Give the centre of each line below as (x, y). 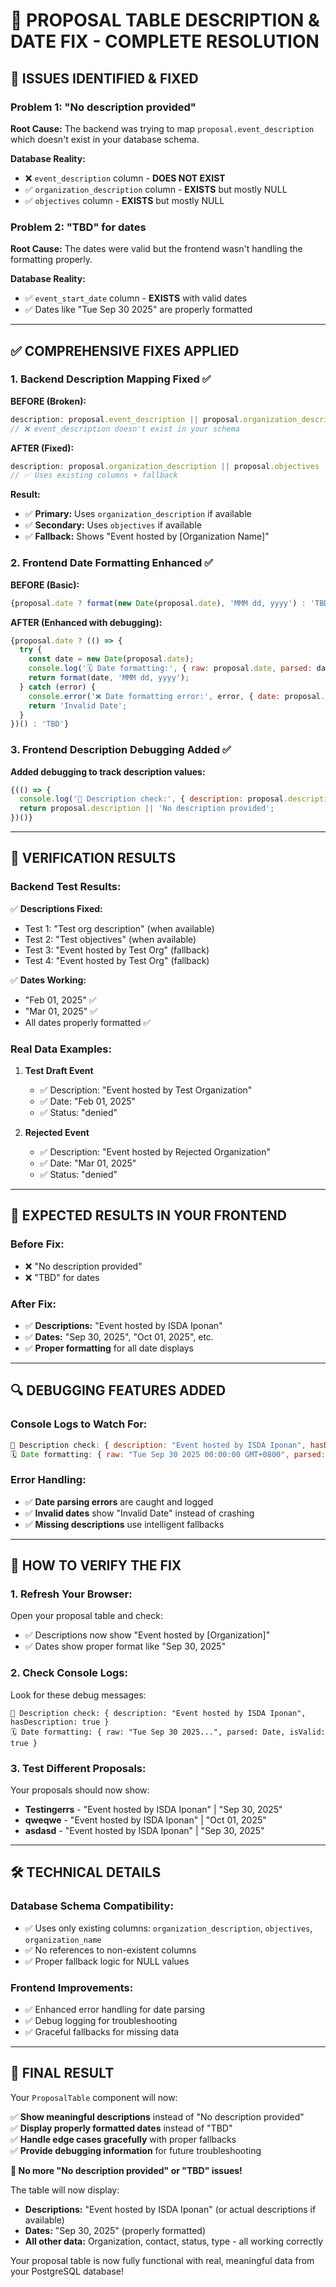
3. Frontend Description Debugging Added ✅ (121, 750)
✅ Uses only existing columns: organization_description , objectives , (168, 1928)
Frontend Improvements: (72, 1987)
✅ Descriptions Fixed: (56, 908)
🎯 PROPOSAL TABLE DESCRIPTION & (165, 20)
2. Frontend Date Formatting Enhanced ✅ (112, 563)
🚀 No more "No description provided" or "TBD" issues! (126, 2170)
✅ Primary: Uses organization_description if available (138, 514)
